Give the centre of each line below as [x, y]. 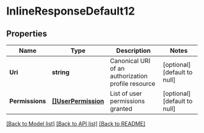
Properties [27, 34]
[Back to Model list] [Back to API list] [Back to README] [76, 124]
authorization [129, 76]
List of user [126, 94]
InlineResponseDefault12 [71, 11]
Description [134, 51]
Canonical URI [130, 61]
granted [121, 109]
